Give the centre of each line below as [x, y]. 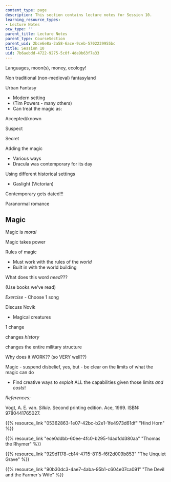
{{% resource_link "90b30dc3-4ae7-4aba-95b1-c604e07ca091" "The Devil [85, 469]
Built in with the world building [45, 267]
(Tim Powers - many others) [42, 103]
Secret [12, 138]
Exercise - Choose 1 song [32, 297]
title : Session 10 [25, 48]
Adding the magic [24, 148]
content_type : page [26, 10]
